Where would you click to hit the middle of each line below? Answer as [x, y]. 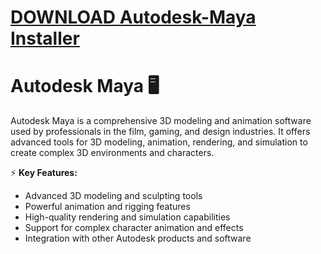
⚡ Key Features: [44, 173]
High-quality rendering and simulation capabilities [127, 217]
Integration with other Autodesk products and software [138, 238]
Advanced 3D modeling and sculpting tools [113, 196]
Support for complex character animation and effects [134, 228]
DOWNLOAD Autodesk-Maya [133, 17]
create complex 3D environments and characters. [112, 153]
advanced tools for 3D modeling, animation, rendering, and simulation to [159, 142]
